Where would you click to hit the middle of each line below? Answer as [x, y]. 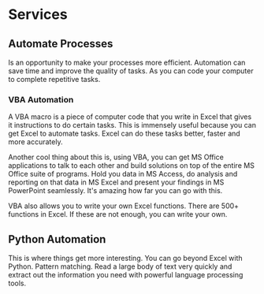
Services [38, 15]
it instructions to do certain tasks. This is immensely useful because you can [132, 125]
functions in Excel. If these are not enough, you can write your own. [118, 214]
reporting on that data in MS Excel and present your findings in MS [116, 182]
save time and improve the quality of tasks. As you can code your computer [131, 71]
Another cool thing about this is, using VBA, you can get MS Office [116, 157]
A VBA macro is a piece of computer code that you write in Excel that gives [130, 117]
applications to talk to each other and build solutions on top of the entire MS [131, 166]
